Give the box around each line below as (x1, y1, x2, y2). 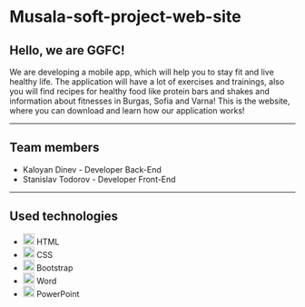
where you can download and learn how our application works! (9, 105, 245, 115)
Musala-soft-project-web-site (9, 6, 242, 27)
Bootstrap (35, 262, 74, 273)
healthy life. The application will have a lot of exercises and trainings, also (9, 76, 285, 87)
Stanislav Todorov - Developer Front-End (22, 173, 176, 184)
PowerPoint (35, 288, 80, 299)
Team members (9, 140, 100, 155)
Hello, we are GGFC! (9, 43, 125, 58)
